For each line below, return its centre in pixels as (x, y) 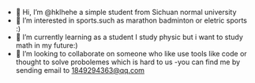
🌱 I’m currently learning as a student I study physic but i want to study (129, 37)
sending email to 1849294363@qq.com (80, 70)
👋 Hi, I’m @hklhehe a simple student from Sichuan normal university (126, 12)
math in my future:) (47, 45)
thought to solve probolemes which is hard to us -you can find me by (128, 62)
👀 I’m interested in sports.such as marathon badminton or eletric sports (131, 20)
